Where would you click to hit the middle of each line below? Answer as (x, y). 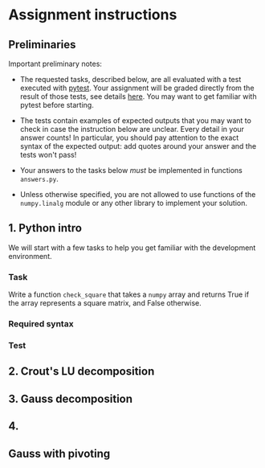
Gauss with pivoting (59, 453)
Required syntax (41, 324)
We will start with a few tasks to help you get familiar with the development (132, 248)
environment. (30, 256)
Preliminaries (42, 45)
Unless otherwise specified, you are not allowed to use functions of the (138, 194)
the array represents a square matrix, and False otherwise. (105, 303)
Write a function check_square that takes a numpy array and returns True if (129, 294)
